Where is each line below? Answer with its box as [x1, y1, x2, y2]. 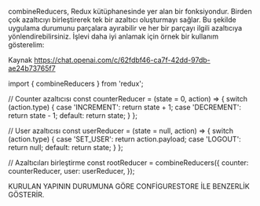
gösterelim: [8, 40, 45, 50]
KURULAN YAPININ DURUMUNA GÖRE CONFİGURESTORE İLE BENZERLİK [8, 182, 250, 191]
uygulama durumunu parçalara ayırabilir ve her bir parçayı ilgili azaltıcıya [8, 24, 243, 32]
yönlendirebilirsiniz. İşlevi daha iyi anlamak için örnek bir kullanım [8, 31, 218, 41]
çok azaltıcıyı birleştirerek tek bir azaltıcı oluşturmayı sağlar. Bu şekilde [8, 15, 237, 24]
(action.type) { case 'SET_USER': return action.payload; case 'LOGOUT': [8, 134, 241, 144]
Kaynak [8, 55, 33, 64]
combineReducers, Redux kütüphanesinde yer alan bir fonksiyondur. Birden [8, 7, 253, 16]
